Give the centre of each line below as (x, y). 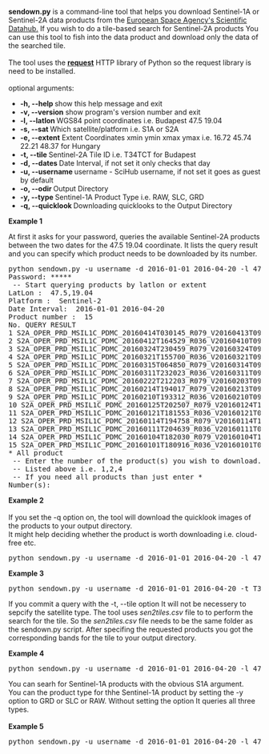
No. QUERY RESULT (42, 325)
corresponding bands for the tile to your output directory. (102, 638)
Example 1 (25, 221)
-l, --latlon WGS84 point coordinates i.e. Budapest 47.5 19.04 (121, 120)
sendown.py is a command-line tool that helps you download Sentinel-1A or (134, 12)
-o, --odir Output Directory (64, 188)
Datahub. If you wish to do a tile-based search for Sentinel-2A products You (133, 28)
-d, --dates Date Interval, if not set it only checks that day (115, 163)
